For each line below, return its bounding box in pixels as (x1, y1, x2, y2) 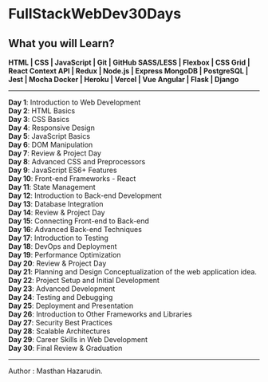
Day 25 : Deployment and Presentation (8, 301, 134, 310)
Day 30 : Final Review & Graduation (8, 344, 123, 352)
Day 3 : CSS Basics (8, 115, 70, 124)
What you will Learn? (8, 37, 116, 50)
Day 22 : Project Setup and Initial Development (8, 276, 160, 285)
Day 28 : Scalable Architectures (8, 326, 111, 336)
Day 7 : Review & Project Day (8, 148, 102, 158)
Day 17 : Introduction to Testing (8, 233, 109, 242)
